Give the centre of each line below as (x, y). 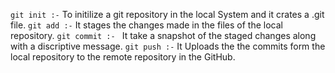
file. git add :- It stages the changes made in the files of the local (146, 25)
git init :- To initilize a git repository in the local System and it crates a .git (167, 14)
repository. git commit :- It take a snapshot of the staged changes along (163, 35)
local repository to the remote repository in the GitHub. (123, 57)
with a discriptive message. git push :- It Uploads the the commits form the (168, 46)
